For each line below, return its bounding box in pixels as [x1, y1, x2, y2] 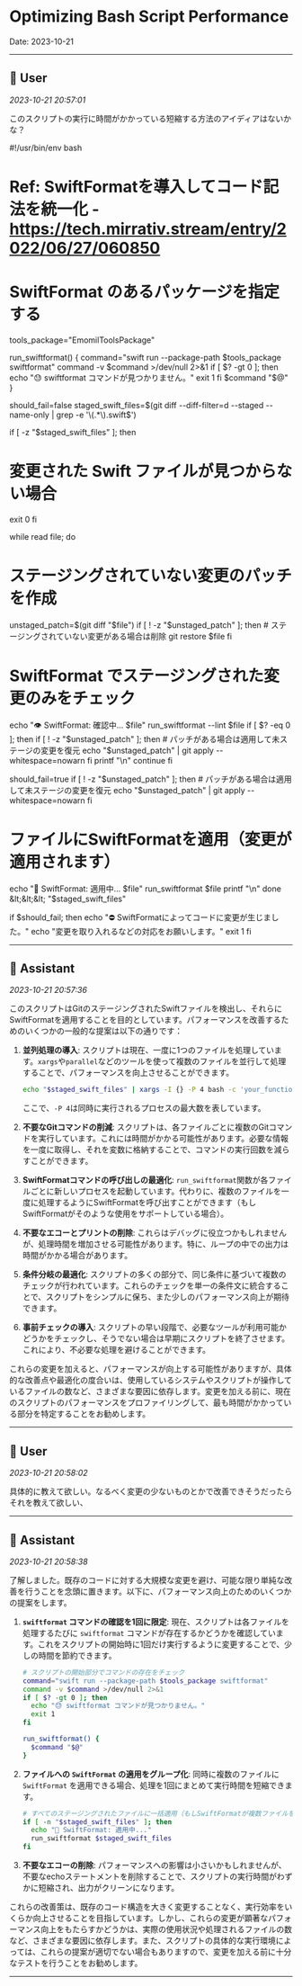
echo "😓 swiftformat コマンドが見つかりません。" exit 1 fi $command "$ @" [9, 371, 289, 383]
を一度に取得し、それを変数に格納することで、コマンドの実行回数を [22, 1144, 274, 1155]
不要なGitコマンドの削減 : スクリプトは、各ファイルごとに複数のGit [22, 1122, 270, 1132]
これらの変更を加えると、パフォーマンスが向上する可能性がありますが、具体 [9, 1364, 292, 1374]
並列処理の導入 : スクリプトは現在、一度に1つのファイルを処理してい [22, 1045, 275, 1056]
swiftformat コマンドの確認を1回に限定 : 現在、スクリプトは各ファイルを [22, 1616, 289, 1627]
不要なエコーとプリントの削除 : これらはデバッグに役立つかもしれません [22, 1228, 288, 1239]
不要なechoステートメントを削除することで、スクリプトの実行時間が [22, 1871, 277, 1882]
